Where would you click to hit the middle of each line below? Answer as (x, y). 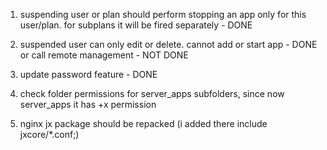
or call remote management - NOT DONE (104, 55)
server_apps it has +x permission (88, 104)
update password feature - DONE (88, 74)
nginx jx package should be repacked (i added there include (143, 123)
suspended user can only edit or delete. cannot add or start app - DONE (168, 44)
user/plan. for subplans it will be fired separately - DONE (136, 25)
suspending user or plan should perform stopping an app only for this (163, 14)
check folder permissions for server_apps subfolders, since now (152, 93)
